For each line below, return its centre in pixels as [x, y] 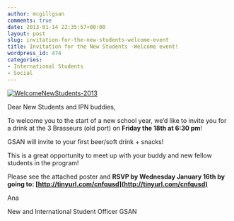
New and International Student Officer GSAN [72, 211]
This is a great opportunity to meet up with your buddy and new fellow [110, 155]
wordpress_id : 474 [34, 54]
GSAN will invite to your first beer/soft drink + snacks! [86, 141]
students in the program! [43, 162]
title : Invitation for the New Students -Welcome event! [93, 47]
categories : [25, 60]
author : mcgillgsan [36, 14]
